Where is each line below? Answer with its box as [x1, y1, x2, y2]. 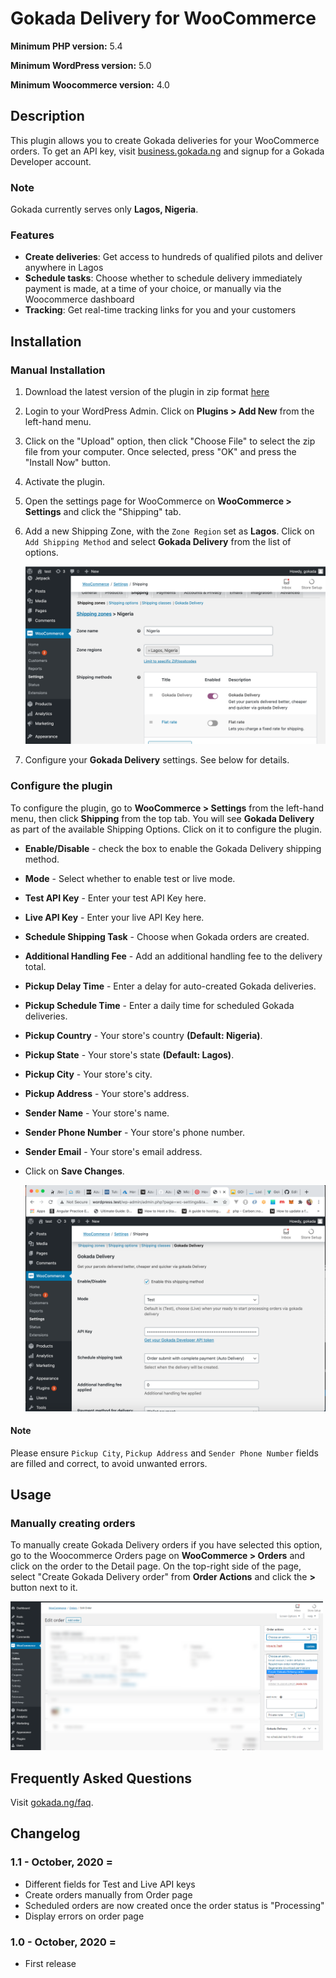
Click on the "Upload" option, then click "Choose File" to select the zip [24, 435, 316, 447]
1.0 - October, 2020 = [10, 1935, 117, 1949]
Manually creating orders [10, 1517, 136, 1531]
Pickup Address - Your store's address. [24, 1087, 190, 1099]
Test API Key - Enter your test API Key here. [24, 892, 207, 904]
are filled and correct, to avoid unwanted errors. [10, 1457, 208, 1469]
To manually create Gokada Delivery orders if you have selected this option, [10, 1539, 323, 1551]
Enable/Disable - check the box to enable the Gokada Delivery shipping [24, 842, 322, 854]
